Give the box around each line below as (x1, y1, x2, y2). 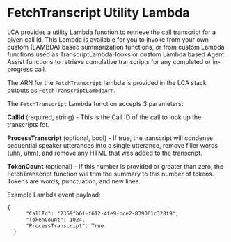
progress (7, 65, 33, 73)
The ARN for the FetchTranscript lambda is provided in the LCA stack (7, 78, 207, 86)
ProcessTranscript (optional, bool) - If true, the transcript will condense (7, 134, 214, 142)
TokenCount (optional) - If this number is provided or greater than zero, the (7, 162, 224, 170)
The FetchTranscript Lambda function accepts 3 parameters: (7, 99, 184, 107)
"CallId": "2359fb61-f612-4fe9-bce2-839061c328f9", (25, 210, 179, 217)
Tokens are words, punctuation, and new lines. (7, 176, 141, 186)
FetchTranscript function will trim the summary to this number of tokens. (7, 169, 214, 178)
